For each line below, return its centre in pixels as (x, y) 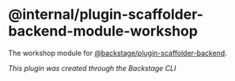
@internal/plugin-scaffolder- (106, 15)
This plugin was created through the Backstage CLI (92, 68)
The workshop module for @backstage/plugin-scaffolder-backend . (117, 53)
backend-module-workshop (103, 31)
